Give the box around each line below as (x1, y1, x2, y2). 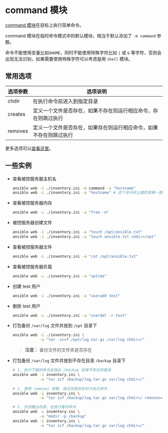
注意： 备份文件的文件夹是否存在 (24, 347, 92, 353)
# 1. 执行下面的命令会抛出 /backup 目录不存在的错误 (12, 367, 111, 373)
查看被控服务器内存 (12, 200, 52, 206)
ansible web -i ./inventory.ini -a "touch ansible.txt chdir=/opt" (12, 234, 156, 239)
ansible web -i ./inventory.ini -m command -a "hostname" (12, 186, 136, 191)
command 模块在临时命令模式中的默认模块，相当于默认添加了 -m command (5, 33, 156, 39)
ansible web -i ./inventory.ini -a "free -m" (12, 210, 109, 215)
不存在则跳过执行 (32, 131, 73, 138)
